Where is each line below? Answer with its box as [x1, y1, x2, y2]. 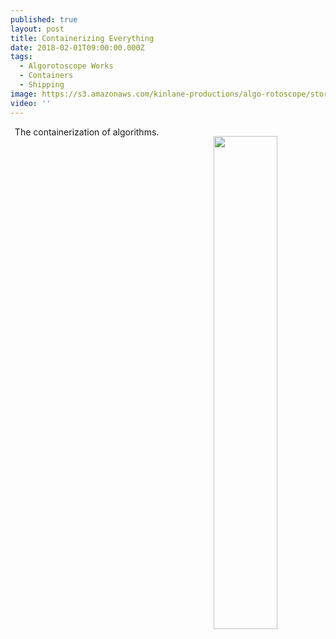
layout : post [10, 24, 65, 34]
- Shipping [19, 80, 65, 90]
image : [10, 89, 38, 99]
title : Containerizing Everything [10, 33, 155, 43]
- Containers [19, 71, 74, 81]
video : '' [10, 98, 52, 108]
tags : [10, 52, 33, 62]
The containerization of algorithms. [14, 126, 160, 138]
